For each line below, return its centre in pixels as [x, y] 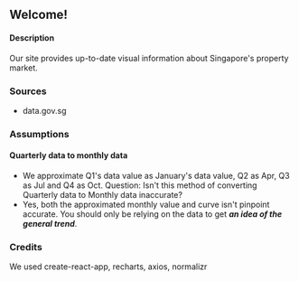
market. [23, 68]
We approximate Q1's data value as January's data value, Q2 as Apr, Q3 [156, 176]
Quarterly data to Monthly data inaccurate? [103, 195]
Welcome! [38, 15]
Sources [28, 91]
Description [32, 37]
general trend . [50, 224]
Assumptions [39, 134]
